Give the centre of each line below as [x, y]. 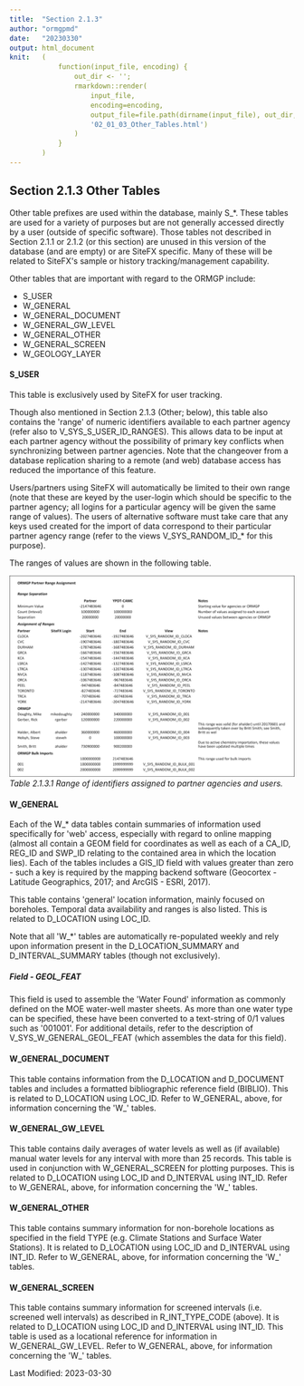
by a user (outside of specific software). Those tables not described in [140, 232]
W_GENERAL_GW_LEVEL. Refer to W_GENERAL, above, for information [141, 1346]
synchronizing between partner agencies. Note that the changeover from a [149, 451]
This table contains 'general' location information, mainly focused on [137, 900]
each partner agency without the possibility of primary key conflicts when [147, 441]
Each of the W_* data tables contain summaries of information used [135, 824]
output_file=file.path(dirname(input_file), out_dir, [194, 115]
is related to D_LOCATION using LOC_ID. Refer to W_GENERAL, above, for [146, 1098]
